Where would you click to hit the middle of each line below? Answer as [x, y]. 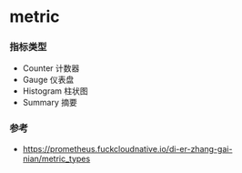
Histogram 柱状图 [55, 91]
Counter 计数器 [51, 68]
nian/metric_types [56, 158]
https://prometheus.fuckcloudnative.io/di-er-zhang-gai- [127, 148]
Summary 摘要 [50, 103]
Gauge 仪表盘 [48, 80]
